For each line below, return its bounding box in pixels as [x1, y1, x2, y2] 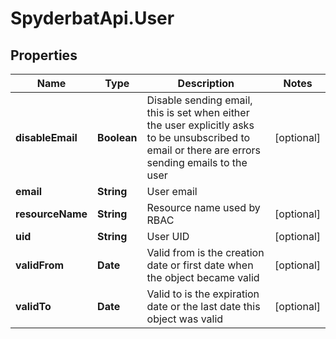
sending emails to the [146, 156, 248, 169]
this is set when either [146, 106, 250, 119]
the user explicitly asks [146, 118, 255, 132]
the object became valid [146, 271, 260, 284]
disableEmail [15, 131, 78, 144]
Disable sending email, [146, 93, 253, 107]
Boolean [97, 131, 138, 144]
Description [177, 77, 235, 90]
